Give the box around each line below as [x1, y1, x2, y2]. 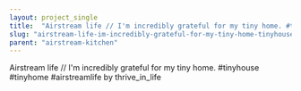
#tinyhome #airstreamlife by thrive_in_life [9, 72, 161, 83]
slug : [9, 29, 30, 38]
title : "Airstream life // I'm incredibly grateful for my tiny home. [9, 21, 282, 30]
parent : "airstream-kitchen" [9, 37, 118, 47]
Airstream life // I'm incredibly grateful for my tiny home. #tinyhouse [9, 62, 260, 73]
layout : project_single [9, 12, 99, 22]
